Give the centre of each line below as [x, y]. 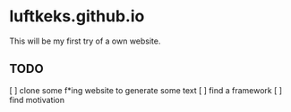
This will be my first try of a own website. [85, 41]
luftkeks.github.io [77, 16]
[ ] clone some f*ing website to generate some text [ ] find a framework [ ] [146, 90]
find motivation [37, 100]
